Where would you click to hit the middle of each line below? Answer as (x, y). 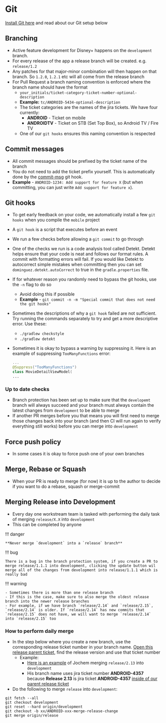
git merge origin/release (32, 715)
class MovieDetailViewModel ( (42, 372)
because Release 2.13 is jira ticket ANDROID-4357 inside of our (92, 678)
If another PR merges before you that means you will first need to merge (86, 416)
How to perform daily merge (40, 631)
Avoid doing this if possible (47, 294)
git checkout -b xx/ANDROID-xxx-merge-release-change (62, 711)
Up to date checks (27, 389)
